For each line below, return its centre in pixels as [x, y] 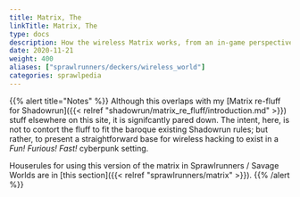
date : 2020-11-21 [42, 51]
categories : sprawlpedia [55, 76]
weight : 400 [31, 59]
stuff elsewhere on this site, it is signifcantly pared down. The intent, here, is [150, 119]
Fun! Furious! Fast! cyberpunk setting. [79, 148]
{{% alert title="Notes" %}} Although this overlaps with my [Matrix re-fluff [145, 101]
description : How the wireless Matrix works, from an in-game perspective [151, 42]
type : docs [29, 34]
